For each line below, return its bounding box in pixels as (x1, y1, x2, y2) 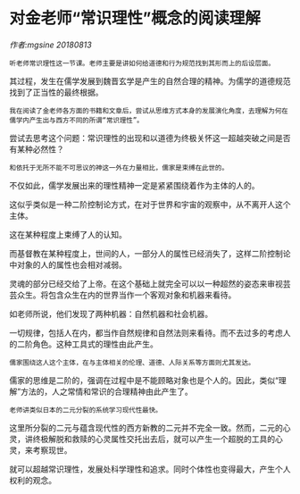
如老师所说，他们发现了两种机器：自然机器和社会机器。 (9, 308, 212, 319)
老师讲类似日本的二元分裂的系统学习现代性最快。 (9, 406, 162, 414)
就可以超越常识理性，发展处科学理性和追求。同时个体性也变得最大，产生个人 (9, 464, 291, 474)
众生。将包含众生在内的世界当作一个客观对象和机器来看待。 (16, 289, 237, 300)
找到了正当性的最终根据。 (9, 87, 104, 97)
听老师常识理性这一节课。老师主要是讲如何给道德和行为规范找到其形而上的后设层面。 (9, 59, 275, 68)
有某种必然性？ (9, 144, 64, 155)
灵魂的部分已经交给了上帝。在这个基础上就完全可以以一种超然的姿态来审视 (9, 278, 283, 289)
